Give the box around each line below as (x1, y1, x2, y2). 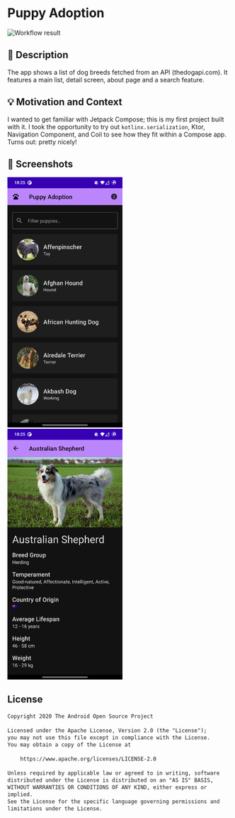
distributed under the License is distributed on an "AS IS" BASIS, (7, 777, 214, 784)
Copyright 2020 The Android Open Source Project (7, 713, 154, 720)
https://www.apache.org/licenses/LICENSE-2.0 (20, 756, 157, 763)
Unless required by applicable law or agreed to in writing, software (7, 770, 220, 777)
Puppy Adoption (7, 5, 105, 21)
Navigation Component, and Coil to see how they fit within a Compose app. (7, 130, 227, 138)
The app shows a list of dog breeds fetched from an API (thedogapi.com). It (7, 67, 228, 76)
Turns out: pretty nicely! (7, 137, 77, 146)
